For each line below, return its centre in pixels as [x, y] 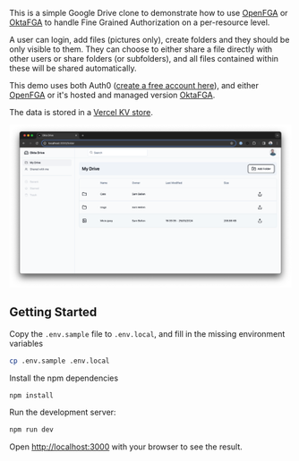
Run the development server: [63, 412]
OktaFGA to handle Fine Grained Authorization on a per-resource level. [140, 22]
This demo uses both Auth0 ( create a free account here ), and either [134, 85]
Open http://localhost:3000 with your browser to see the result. [126, 447]
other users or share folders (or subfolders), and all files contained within [144, 59]
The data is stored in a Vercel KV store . [81, 112]
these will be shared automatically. [73, 68]
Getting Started [53, 312]
